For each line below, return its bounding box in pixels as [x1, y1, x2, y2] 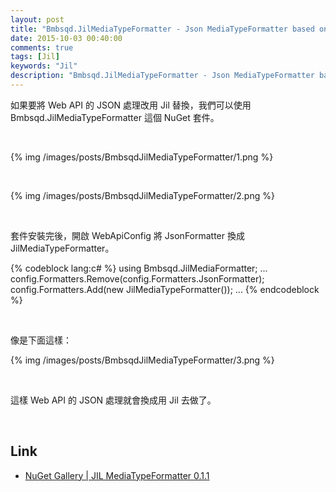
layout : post [10, 14, 65, 25]
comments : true [10, 42, 74, 53]
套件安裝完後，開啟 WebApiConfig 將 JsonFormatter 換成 [10, 229, 245, 241]
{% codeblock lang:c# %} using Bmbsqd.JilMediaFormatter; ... [10, 262, 268, 274]
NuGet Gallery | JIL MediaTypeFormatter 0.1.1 [24, 469, 210, 481]
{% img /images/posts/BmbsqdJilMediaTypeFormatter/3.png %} [10, 354, 275, 366]
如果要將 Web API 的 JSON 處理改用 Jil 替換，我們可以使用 [10, 99, 252, 111]
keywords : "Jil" [10, 61, 78, 71]
